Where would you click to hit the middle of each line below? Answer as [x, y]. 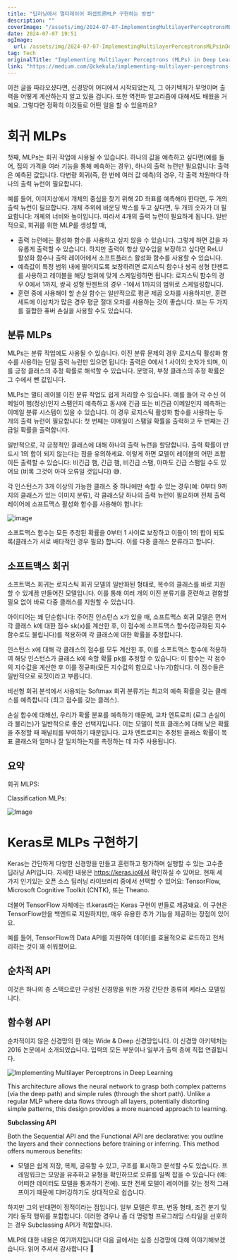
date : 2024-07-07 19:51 [42, 34]
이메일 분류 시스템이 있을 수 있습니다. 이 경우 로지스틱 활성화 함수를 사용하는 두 [115, 412]
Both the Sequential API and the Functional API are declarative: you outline [115, 1136]
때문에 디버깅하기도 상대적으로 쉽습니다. [91, 1192]
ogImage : [20, 40]
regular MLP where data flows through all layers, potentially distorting [108, 1101]
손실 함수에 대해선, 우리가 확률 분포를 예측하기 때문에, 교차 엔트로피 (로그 [107, 715]
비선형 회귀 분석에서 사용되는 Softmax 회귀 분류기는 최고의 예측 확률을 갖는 [110, 691]
